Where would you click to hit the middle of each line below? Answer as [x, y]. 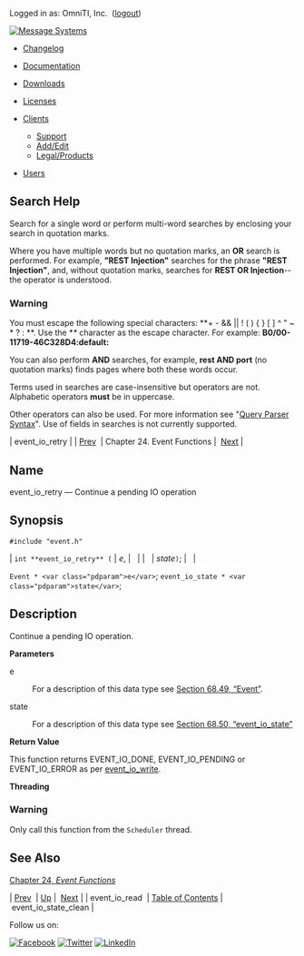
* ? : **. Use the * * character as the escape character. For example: [135, 333]
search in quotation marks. [59, 233]
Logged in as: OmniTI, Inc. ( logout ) [76, 13]
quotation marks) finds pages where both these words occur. [124, 370]
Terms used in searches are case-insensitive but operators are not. [135, 387]
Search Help [45, 202]
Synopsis [36, 521]
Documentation [51, 66]
